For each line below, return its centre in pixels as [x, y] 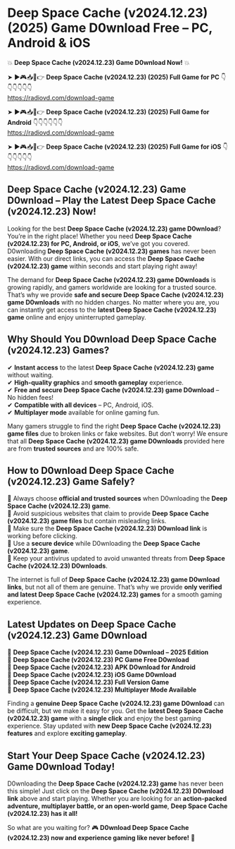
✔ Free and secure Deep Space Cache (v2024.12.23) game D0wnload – [113, 390]
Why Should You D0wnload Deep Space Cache [112, 340]
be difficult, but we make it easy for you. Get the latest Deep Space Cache [115, 711]
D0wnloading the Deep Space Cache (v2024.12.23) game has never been [115, 783]
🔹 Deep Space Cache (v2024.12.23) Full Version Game [88, 683]
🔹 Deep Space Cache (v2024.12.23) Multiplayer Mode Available [102, 690]
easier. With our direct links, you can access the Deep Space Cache [106, 258]
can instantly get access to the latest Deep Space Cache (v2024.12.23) [112, 310]
